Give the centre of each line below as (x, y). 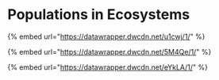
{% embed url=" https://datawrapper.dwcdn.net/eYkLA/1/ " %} (108, 67)
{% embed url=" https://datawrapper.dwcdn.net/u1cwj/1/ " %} (106, 36)
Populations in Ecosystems (99, 15)
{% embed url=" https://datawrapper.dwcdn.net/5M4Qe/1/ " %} (109, 51)
